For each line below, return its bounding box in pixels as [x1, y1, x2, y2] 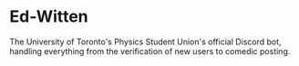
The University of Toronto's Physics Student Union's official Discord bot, [9, 36, 282, 47]
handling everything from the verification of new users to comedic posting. [9, 45, 291, 56]
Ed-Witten [9, 6, 88, 27]
